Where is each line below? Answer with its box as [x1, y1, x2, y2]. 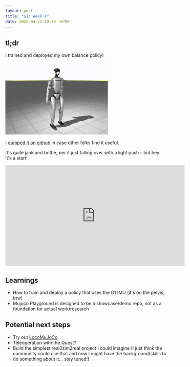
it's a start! [5, 155, 28, 161]
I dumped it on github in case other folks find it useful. [5, 140, 119, 146]
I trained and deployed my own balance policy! [5, 52, 104, 58]
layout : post [5, 8, 33, 13]
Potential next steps [5, 320, 71, 329]
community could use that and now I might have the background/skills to [12, 350, 166, 356]
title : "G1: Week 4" [5, 13, 50, 19]
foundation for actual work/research [12, 306, 89, 312]
